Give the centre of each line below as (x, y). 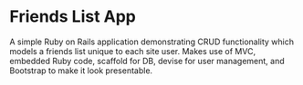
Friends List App (73, 17)
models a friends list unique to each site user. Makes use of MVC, (133, 51)
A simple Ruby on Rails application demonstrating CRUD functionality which (152, 42)
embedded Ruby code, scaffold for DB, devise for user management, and (147, 61)
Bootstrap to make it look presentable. (81, 71)
